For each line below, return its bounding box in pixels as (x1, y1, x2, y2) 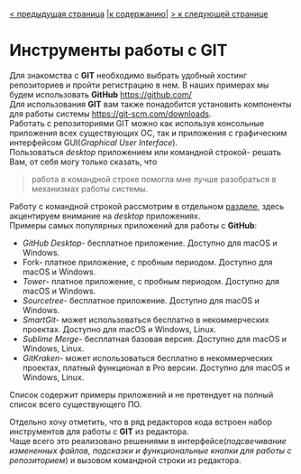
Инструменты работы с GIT (9, 41, 228, 60)
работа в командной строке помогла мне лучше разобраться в (31, 173, 277, 184)
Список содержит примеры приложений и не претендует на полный (9, 389, 274, 400)
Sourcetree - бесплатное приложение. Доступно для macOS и (22, 294, 260, 306)
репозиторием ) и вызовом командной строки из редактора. (9, 454, 242, 465)
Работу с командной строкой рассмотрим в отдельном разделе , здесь (9, 200, 285, 211)
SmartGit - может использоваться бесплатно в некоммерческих (22, 314, 269, 325)
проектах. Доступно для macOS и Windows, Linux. (22, 323, 216, 334)
